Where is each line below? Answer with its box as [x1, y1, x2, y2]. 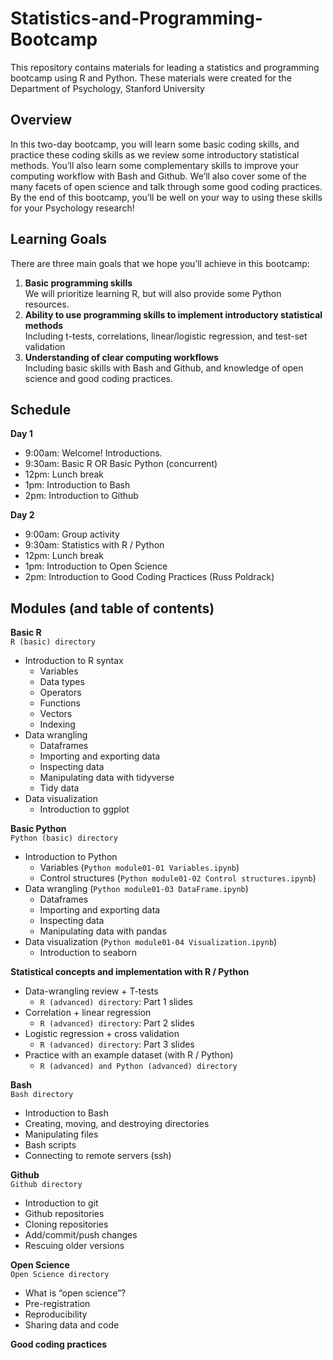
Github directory [10, 1180, 83, 1190]
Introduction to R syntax [24, 655, 124, 667]
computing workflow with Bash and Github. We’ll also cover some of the [10, 170, 307, 182]
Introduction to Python [24, 851, 118, 863]
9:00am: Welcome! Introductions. [24, 447, 163, 459]
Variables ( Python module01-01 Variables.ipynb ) [39, 862, 240, 874]
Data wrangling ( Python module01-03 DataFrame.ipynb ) [24, 883, 249, 895]
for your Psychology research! [10, 202, 135, 214]
